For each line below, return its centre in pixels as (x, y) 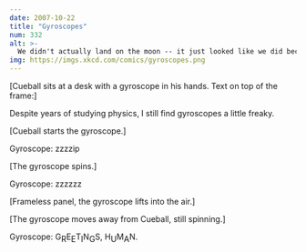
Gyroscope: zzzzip (45, 148)
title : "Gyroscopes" (49, 26)
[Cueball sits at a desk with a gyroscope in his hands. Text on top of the (143, 86)
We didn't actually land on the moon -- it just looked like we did (150, 52)
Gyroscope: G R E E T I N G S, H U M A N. (74, 238)
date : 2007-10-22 (42, 18)
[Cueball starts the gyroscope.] (68, 131)
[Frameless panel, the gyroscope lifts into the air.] (102, 202)
